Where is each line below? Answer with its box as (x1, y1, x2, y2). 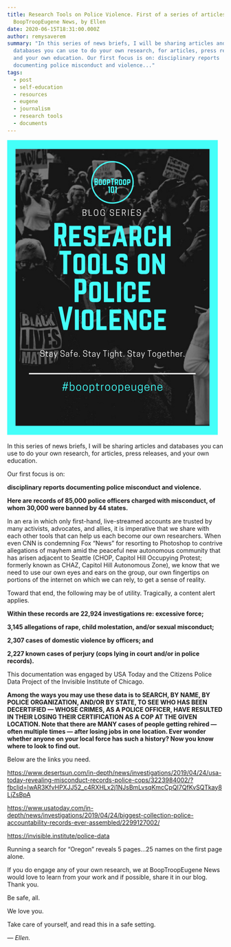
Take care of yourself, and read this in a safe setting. (7, 920, 156, 928)
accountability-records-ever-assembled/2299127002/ (7, 818, 160, 827)
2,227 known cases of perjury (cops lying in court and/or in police (7, 649, 200, 657)
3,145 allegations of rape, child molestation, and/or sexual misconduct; (7, 622, 214, 631)
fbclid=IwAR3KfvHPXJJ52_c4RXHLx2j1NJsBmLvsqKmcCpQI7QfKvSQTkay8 (7, 783, 222, 791)
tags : (7, 69, 23, 76)
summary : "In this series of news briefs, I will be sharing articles (7, 40, 214, 47)
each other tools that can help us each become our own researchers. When (7, 532, 221, 540)
